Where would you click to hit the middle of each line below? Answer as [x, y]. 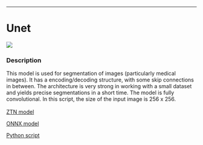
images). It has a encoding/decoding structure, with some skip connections [100, 80]
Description [24, 60]
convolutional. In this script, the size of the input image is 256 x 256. [91, 99]
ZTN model [20, 112]
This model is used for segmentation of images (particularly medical [91, 74]
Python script [23, 135]
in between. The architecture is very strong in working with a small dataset [99, 86]
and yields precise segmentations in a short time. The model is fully [90, 93]
